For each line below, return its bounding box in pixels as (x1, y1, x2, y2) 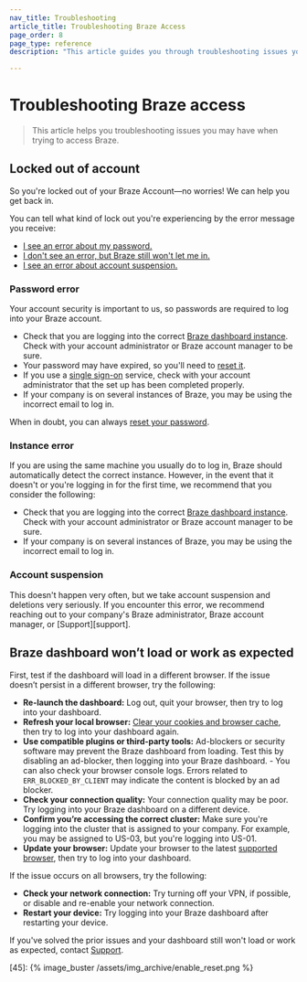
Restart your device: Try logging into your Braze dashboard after (22, 907, 270, 918)
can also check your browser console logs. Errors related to (22, 764, 249, 775)
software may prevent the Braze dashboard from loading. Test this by (22, 745, 284, 756)
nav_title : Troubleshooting (9, 13, 117, 23)
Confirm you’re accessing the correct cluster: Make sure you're (22, 813, 268, 824)
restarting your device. (22, 916, 109, 928)
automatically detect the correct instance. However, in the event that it (9, 470, 274, 481)
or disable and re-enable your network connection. (22, 897, 215, 908)
